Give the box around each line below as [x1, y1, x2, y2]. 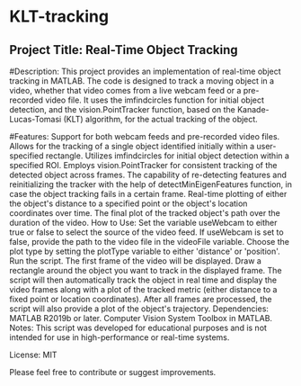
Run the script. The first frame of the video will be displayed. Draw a [9, 256, 262, 266]
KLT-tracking [9, 6, 110, 27]
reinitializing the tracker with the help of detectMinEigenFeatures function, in [9, 179, 292, 190]
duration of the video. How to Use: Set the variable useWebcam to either [9, 218, 278, 228]
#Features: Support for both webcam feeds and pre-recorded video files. [9, 131, 280, 141]
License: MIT [9, 349, 58, 360]
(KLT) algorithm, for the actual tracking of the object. [63, 114, 258, 124]
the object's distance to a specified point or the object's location [9, 198, 248, 209]
